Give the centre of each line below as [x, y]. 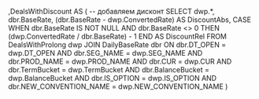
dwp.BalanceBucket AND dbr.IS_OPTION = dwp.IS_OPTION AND [113, 78]
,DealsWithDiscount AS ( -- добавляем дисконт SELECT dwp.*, [111, 11]
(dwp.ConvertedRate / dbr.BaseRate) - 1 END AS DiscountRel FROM [117, 36]
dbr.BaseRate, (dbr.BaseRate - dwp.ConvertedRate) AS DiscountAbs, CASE [130, 20]
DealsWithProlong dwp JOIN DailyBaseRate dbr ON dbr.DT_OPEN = [117, 45]
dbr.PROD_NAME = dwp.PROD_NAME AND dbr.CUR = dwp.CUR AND [120, 61]
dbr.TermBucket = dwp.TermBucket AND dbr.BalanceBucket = [109, 70]
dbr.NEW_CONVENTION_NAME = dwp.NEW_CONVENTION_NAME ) [118, 86]
